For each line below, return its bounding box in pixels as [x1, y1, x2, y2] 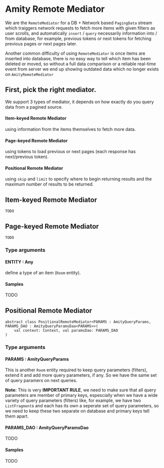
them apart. [5, 413, 29, 419]
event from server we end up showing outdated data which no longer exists [5, 66, 159, 72]
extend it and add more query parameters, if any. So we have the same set [5, 372, 157, 378]
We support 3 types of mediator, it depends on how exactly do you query [5, 99, 154, 105]
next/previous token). [5, 154, 49, 160]
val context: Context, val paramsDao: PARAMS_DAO [14, 328, 119, 333]
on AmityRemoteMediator [5, 71, 54, 77]
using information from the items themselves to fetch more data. [5, 126, 136, 132]
